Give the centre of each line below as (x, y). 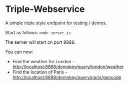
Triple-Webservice (45, 9)
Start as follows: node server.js (38, 32)
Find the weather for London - (43, 61)
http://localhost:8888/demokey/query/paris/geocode (67, 77)
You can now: (19, 52)
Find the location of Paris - (40, 72)
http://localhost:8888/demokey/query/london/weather (68, 67)
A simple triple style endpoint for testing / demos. (56, 23)
